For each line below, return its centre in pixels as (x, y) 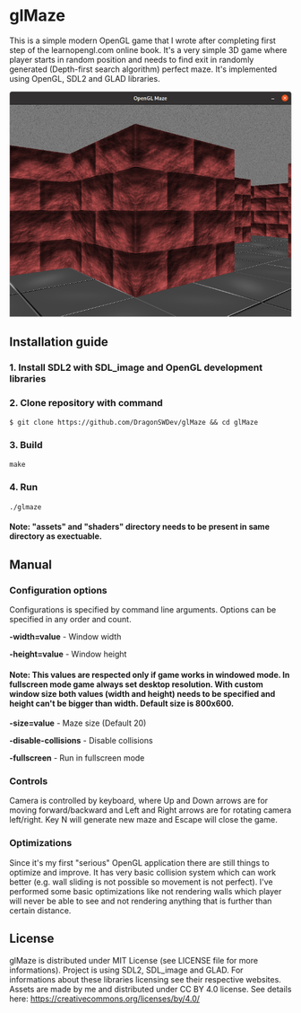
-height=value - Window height (68, 654)
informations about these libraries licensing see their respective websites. (146, 979)
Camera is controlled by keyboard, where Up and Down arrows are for (139, 801)
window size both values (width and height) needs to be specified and (142, 693)
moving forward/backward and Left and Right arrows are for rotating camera (150, 810)
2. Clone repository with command (86, 402)
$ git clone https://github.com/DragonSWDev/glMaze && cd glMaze (133, 423)
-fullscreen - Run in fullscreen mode (77, 758)
